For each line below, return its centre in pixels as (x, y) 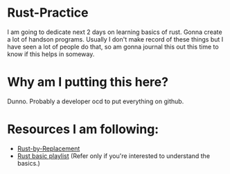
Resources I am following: (83, 129)
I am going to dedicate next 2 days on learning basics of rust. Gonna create (115, 32)
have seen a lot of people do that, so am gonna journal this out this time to (113, 46)
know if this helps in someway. (51, 54)
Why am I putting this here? (88, 82)
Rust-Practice (48, 13)
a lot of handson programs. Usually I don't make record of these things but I (115, 39)
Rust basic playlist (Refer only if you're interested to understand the (113, 156)
